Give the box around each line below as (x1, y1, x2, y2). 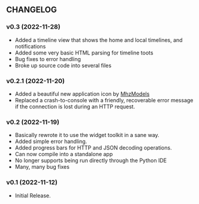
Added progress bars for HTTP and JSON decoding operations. (14, 144, 172, 151)
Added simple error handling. (14, 138, 88, 145)
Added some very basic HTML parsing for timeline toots (14, 49, 154, 56)
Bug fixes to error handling (14, 55, 81, 62)
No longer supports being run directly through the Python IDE (14, 157, 167, 164)
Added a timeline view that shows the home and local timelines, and (14, 36, 183, 44)
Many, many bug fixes (14, 163, 70, 170)
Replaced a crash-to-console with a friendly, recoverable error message (14, 96, 194, 103)
